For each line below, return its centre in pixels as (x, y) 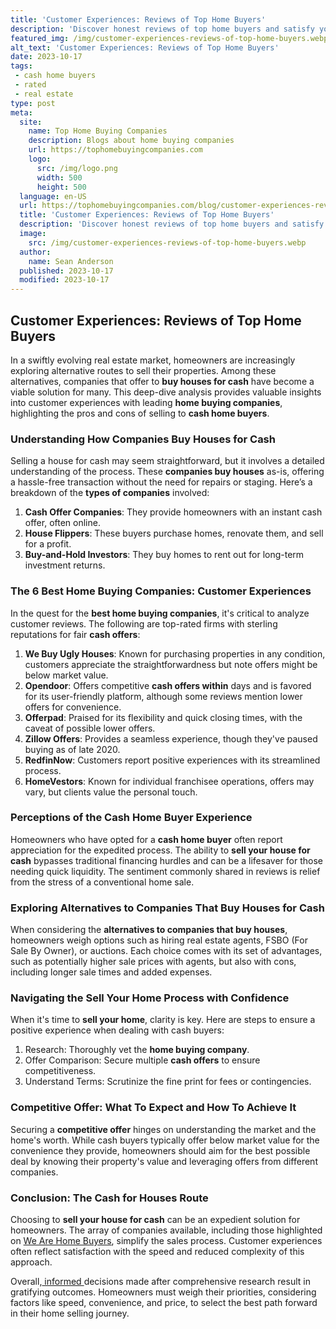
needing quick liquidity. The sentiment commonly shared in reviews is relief (165, 871)
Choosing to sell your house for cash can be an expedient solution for (155, 1220)
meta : (21, 112)
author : (35, 252)
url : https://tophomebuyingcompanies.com (115, 150)
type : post (33, 103)
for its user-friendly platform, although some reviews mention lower (163, 696)
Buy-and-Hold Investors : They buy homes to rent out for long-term (164, 555)
